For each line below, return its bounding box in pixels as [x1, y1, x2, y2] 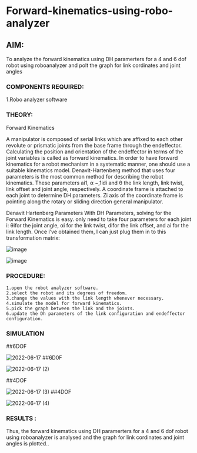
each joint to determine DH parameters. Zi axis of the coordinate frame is [6, 192, 183, 199]
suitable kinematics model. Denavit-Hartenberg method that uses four [6, 166, 175, 174]
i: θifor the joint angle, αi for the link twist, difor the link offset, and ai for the [6, 222, 189, 229]
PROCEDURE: [6, 271, 45, 280]
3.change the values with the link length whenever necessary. [6, 295, 165, 301]
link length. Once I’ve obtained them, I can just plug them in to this [6, 228, 166, 235]
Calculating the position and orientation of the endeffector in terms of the [6, 148, 183, 155]
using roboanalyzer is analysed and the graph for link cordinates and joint [6, 434, 184, 441]
